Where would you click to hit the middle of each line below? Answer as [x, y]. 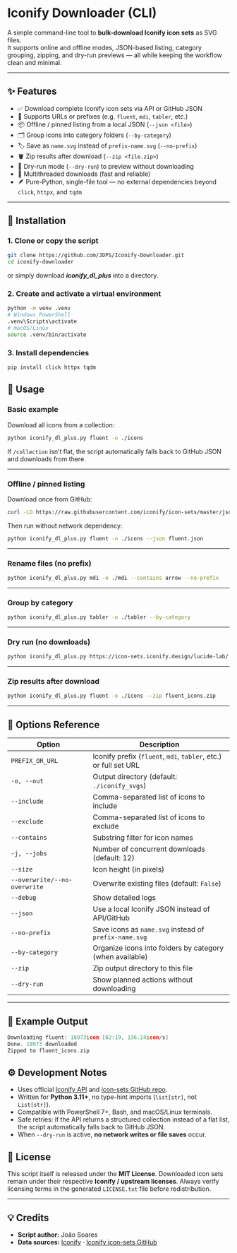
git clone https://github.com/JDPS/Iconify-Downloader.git [96, 256]
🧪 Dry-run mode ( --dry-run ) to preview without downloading [105, 166]
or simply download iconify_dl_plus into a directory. [83, 275]
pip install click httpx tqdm [52, 368]
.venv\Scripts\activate [42, 322]
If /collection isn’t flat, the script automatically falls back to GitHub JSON [115, 451]
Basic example [33, 410]
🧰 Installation [37, 221]
